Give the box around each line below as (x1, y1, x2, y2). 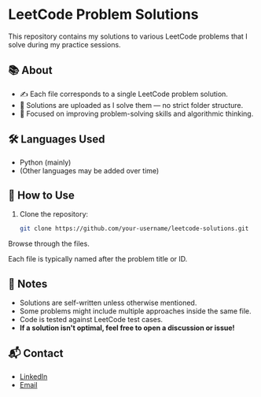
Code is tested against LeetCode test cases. (19, 315, 164, 325)
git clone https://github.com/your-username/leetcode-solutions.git (19, 224, 249, 233)
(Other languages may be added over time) (19, 165, 160, 175)
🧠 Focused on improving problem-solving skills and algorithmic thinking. (19, 109, 254, 118)
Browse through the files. (8, 239, 90, 249)
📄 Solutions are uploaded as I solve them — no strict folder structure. (19, 100, 244, 109)
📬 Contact (8, 347, 64, 360)
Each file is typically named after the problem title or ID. (8, 254, 188, 264)
